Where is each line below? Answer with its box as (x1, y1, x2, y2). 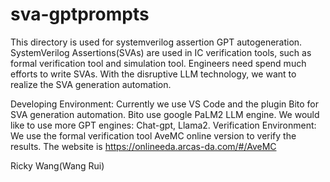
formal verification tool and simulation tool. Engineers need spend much (10, 57, 307, 69)
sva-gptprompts (10, 3, 150, 26)
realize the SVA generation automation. (10, 78, 172, 90)
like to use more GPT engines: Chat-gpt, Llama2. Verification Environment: (10, 119, 317, 131)
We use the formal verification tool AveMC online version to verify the (10, 129, 297, 142)
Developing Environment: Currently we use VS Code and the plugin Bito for (10, 98, 320, 110)
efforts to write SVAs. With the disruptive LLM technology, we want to (10, 68, 297, 80)
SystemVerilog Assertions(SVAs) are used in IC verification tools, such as (10, 46, 312, 58)
